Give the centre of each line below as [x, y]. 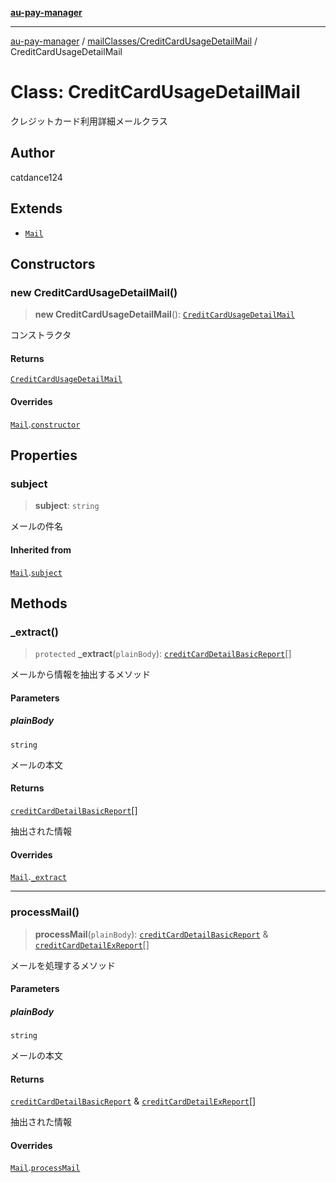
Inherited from [41, 549]
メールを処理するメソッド [63, 965]
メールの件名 [36, 526]
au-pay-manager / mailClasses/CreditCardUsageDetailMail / [134, 41]
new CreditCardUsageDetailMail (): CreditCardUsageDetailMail [165, 314]
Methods [39, 603]
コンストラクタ [41, 335]
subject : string [67, 506]
